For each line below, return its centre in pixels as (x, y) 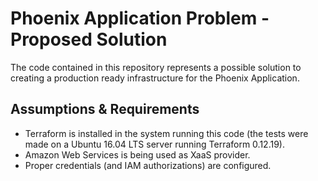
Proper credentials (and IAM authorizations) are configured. (148, 165)
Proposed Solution (89, 39)
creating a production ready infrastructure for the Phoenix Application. (155, 78)
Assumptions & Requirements (105, 109)
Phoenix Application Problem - (140, 18)
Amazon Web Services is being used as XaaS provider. (137, 154)
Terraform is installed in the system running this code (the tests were (166, 133)
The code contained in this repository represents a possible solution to (156, 67)
